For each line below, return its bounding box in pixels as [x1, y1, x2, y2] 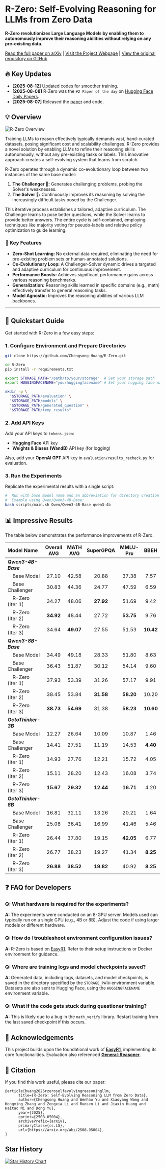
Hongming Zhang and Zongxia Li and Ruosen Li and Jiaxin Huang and [5, 1101, 146, 1106]
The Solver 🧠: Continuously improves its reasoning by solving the [12, 191, 145, 197]
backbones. [12, 297, 36, 304]
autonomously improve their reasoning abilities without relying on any [5, 36, 151, 41]
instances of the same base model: [5, 171, 76, 177]
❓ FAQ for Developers [5, 883, 71, 892]
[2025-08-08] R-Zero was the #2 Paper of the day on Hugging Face [12, 88, 154, 94]
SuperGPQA [86, 547, 115, 553]
